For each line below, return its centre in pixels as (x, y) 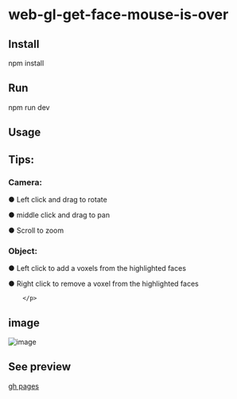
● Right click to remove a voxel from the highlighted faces (103, 284)
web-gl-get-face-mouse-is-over (118, 15)
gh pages (24, 386)
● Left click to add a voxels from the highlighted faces (97, 268)
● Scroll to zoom (36, 230)
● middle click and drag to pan (59, 215)
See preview (40, 367)
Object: (23, 251)
